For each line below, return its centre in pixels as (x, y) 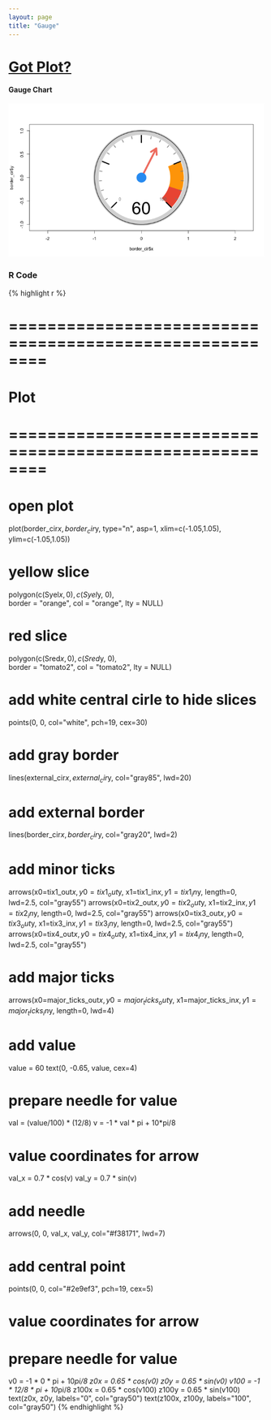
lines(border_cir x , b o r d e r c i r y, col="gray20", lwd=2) (93, 836)
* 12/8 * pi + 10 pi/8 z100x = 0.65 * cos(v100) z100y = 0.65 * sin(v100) (125, 1390)
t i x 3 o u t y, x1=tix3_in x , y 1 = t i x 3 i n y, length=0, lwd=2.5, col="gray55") (121, 924)
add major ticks (62, 978)
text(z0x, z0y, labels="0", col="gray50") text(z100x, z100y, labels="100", (130, 1398)
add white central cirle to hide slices (133, 699)
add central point (67, 1266)
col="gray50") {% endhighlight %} (66, 1407)
